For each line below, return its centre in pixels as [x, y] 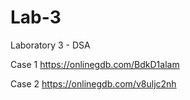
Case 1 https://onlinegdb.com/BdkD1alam [95, 64]
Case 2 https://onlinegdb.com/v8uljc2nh [93, 83]
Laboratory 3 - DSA [50, 45]
